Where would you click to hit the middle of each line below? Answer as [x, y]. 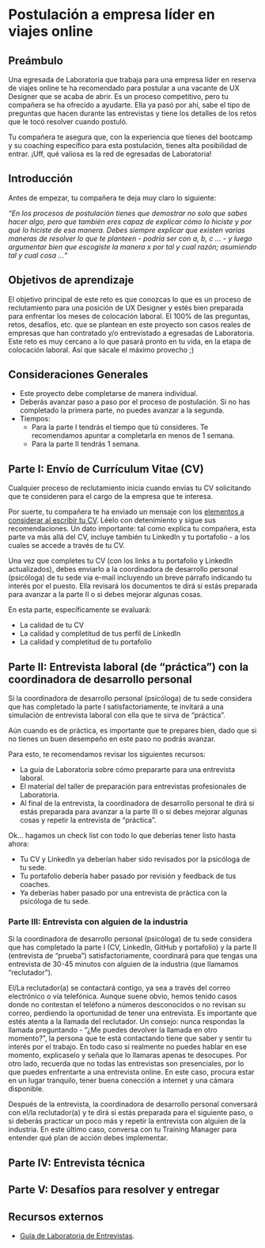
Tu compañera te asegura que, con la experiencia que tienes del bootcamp [131, 137]
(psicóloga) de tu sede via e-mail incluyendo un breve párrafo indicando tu [130, 578]
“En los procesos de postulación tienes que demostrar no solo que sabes [128, 213]
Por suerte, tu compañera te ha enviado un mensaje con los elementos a [126, 512]
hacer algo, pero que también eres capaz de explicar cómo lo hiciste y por [130, 221]
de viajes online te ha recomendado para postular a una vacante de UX [124, 88]
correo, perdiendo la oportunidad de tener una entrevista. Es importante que [132, 1013]
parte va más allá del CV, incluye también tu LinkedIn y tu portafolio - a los [129, 537]
